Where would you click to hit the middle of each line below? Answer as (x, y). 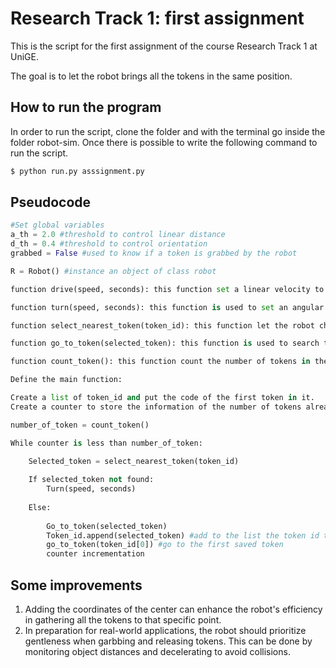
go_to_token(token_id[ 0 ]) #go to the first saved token (165, 545)
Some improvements (76, 585)
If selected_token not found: (91, 480)
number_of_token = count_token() (80, 425)
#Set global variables (57, 225)
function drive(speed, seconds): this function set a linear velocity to (167, 289)
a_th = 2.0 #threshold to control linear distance (118, 235)
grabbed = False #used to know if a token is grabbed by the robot (154, 253)
